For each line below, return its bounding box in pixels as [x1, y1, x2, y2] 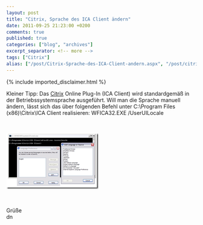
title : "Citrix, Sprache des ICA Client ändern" [6, 16, 131, 22]
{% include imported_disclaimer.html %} [6, 78, 107, 85]
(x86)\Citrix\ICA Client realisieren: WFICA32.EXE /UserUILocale [6, 109, 164, 116]
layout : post [6, 10, 39, 16]
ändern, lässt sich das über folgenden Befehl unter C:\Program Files [6, 103, 176, 110]
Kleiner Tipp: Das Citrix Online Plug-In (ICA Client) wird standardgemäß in [6, 90, 190, 97]
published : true [6, 35, 47, 42]
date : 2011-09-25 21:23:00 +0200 [6, 22, 91, 28]
